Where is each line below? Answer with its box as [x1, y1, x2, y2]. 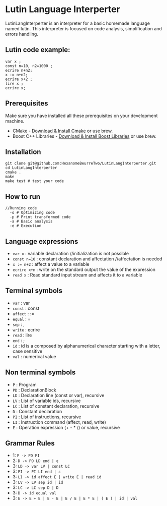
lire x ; [5, 81, 24, 86]
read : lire [12, 332, 32, 338]
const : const [12, 305, 40, 311]
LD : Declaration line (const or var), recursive [12, 392, 105, 398]
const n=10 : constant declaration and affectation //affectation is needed [12, 256, 162, 262]
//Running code [5, 206, 37, 211]
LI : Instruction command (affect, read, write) [12, 419, 107, 425]
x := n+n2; [5, 72, 28, 77]
